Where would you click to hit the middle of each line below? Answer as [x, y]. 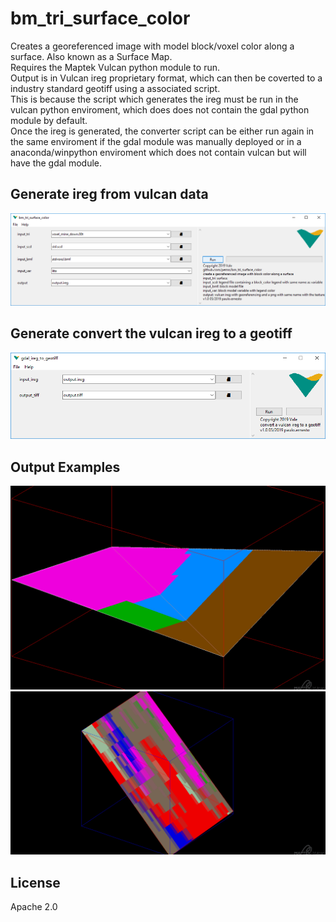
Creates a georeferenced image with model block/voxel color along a [152, 46]
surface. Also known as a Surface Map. [91, 56]
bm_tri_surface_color [100, 18]
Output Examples [65, 467]
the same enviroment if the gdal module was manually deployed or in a [156, 141]
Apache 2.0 [34, 907]
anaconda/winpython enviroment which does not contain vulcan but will [158, 152]
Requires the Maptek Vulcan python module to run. [115, 67]
